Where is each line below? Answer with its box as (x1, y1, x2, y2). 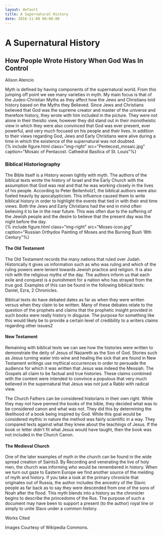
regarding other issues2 (5, 322, 53, 328)
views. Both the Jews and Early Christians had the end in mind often (5, 203, 142, 209)
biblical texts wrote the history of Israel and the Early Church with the (5, 177, 144, 183)
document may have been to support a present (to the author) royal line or (5, 500, 154, 506)
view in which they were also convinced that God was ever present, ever (5, 123, 151, 129)
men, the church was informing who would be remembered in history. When (5, 464, 158, 470)
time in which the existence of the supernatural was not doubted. (5, 139, 136, 144)
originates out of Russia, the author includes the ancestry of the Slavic (5, 480, 146, 486)
